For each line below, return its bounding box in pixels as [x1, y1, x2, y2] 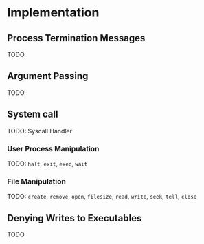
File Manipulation [7, 177, 67, 186]
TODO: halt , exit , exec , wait [7, 159, 88, 168]
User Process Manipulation [7, 144, 100, 153]
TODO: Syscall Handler [7, 126, 72, 135]
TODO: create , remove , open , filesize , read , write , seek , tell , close [7, 192, 197, 201]
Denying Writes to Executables [7, 212, 142, 224]
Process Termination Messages [7, 32, 146, 44]
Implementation [7, 5, 100, 21]
